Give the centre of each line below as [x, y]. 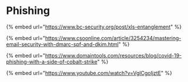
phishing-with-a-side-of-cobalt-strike [52, 62]
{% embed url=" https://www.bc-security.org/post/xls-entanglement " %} [94, 27]
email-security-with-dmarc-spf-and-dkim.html [62, 44]
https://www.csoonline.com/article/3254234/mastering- [113, 38]
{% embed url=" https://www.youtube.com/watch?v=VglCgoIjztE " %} [89, 73]
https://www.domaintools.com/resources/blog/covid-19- [113, 55]
